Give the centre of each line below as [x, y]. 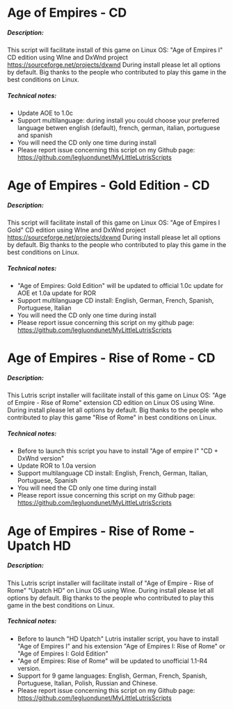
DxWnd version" [41, 459]
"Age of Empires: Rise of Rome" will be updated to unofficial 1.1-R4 [112, 661]
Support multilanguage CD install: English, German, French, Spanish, [115, 301]
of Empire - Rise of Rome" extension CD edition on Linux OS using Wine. [111, 403]
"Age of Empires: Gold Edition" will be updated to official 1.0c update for [120, 286]
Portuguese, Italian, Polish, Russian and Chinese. [87, 683]
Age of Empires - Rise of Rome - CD [111, 358]
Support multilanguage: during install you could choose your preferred [118, 120]
